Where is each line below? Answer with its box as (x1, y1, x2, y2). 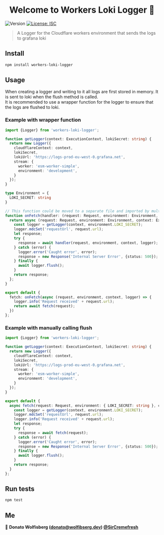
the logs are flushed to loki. (5, 105, 60, 110)
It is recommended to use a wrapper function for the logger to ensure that (5, 99, 154, 105)
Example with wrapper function (5, 117, 82, 124)
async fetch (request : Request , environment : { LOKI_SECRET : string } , (9, 403, 156, 408)
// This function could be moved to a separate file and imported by (5, 209, 150, 214)
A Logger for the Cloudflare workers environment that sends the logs (17, 30, 156, 36)
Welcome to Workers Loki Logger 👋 (9, 4, 155, 16)
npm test (5, 498, 23, 503)
